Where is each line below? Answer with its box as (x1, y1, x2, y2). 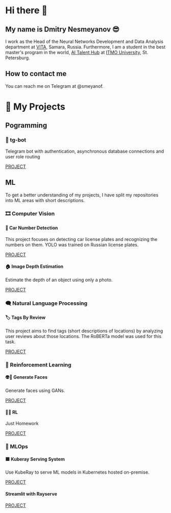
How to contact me (5, 69, 67, 78)
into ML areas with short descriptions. (5, 197, 85, 203)
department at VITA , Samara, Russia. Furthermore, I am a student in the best (5, 44, 166, 50)
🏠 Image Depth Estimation (5, 263, 64, 270)
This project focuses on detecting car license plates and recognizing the (5, 236, 158, 242)
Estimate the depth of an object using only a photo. (5, 277, 113, 283)
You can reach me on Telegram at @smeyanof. (5, 83, 104, 89)
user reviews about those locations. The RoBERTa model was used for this (5, 333, 162, 339)
